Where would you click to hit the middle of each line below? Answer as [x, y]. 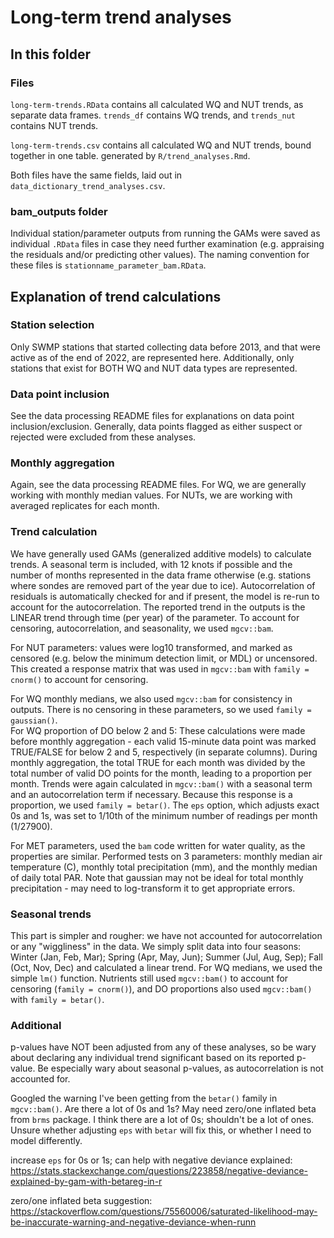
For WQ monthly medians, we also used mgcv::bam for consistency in [151, 698]
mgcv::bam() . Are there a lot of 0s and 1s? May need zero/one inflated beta [163, 1109]
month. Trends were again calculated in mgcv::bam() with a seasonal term [161, 783]
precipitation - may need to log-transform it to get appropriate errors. [153, 888]
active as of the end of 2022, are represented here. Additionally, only [152, 357]
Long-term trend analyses [121, 17]
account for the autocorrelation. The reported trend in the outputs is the [158, 607]
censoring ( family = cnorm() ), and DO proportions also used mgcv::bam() [161, 989]
